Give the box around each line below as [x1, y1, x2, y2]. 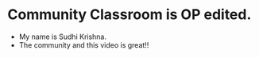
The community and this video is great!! [18, 40, 149, 49]
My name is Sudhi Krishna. [18, 32, 107, 41]
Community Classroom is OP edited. [7, 6, 252, 24]
